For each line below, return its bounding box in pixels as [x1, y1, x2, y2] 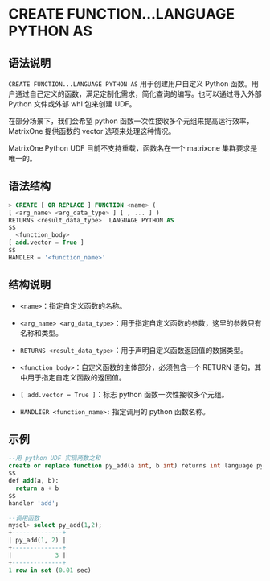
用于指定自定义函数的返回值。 [27, 372, 126, 382]
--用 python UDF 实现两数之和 [8, 454, 101, 463]
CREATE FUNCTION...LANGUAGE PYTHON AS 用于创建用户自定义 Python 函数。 [8, 79, 252, 89]
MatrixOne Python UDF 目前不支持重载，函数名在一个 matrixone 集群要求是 [8, 143, 258, 153]
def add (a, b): [8, 477, 59, 485]
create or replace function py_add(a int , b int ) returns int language [8, 462, 253, 470]
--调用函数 [8, 513, 40, 522]
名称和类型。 [19, 328, 63, 338]
